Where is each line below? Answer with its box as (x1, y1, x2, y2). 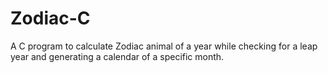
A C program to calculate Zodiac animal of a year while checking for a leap (10, 40, 318, 52)
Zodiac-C (10, 7, 91, 30)
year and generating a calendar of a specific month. (10, 50, 225, 62)
